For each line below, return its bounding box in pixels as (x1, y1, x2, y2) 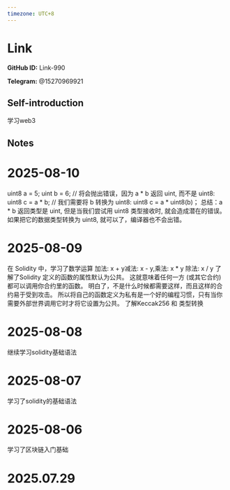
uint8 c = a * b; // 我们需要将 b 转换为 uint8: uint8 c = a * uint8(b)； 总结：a (7, 198, 223, 206)
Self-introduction (7, 97, 84, 109)
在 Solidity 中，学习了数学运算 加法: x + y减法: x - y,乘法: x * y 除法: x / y (7, 264, 214, 272)
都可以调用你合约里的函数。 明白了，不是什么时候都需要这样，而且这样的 (7, 281, 217, 290)
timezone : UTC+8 (7, 10, 54, 17)
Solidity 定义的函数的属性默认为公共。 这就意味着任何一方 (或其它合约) (19, 273, 222, 281)
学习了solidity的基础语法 (7, 396, 77, 405)
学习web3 (7, 117, 36, 125)
